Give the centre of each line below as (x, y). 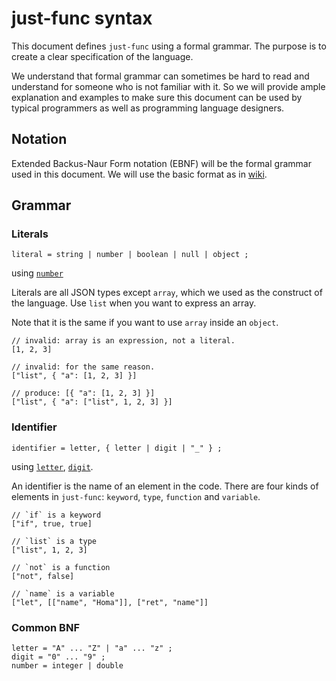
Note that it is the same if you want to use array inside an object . (145, 323)
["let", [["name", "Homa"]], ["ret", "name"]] (110, 602)
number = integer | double (67, 666)
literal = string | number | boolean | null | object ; (130, 255)
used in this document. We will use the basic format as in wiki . (139, 174)
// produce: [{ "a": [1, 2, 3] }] (83, 393)
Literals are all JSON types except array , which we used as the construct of (167, 293)
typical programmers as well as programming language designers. (148, 108)
